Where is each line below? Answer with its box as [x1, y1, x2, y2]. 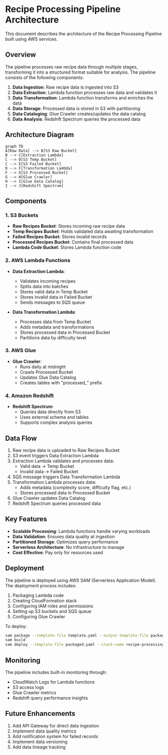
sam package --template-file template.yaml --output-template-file [5, 633, 149, 638]
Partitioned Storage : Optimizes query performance [12, 539, 118, 545]
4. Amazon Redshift [5, 392, 54, 399]
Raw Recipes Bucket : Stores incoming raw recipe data [12, 223, 125, 229]
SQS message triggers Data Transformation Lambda [12, 474, 120, 480]
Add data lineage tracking [12, 744, 66, 750]
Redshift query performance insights [12, 695, 88, 701]
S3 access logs [12, 684, 44, 690]
